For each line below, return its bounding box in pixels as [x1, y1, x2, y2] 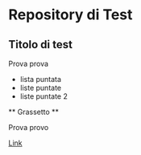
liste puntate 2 [19, 92, 68, 101]
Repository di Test [8, 6, 133, 24]
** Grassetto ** [8, 107, 59, 116]
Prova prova [8, 59, 49, 68]
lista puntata [19, 75, 62, 84]
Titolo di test [8, 38, 73, 51]
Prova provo [8, 123, 49, 132]
